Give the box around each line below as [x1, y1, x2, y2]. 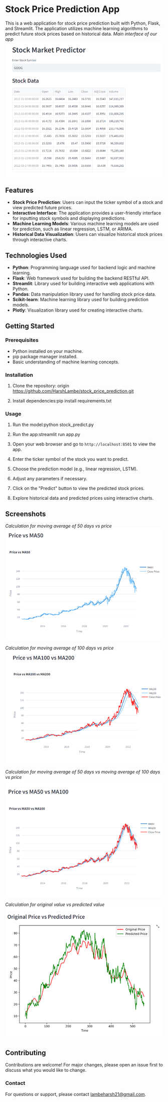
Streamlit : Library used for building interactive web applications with [12, 281, 154, 287]
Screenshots [5, 509, 46, 518]
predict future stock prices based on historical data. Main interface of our [5, 31, 157, 37]
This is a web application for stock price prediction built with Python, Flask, [5, 20, 160, 26]
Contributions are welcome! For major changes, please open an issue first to [5, 1062, 163, 1068]
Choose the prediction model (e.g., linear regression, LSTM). [12, 466, 138, 472]
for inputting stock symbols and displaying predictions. [12, 215, 126, 221]
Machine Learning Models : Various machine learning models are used [12, 221, 159, 227]
